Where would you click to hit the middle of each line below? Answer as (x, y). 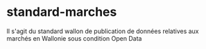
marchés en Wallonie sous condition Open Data (74, 38)
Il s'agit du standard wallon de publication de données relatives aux (103, 31)
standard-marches (62, 12)
